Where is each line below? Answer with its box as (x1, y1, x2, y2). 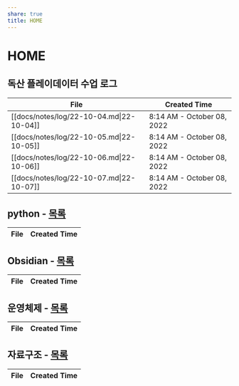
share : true (7, 10, 43, 18)
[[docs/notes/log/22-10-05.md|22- (11, 132, 136, 142)
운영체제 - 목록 (7, 302, 68, 314)
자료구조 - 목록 (7, 349, 68, 361)
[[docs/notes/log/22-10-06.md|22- (11, 152, 136, 162)
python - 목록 (7, 207, 66, 219)
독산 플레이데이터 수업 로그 (7, 78, 117, 90)
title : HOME (7, 17, 43, 24)
